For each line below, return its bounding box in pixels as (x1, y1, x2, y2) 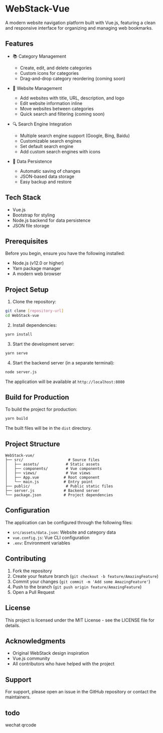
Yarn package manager (12, 266, 61, 272)
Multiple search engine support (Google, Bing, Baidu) (20, 133, 130, 139)
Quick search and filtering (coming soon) (20, 111, 105, 117)
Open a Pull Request (12, 589, 55, 595)
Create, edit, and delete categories (20, 65, 92, 71)
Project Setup (5, 285, 49, 294)
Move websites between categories (20, 105, 94, 111)
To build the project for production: (5, 406, 78, 412)
